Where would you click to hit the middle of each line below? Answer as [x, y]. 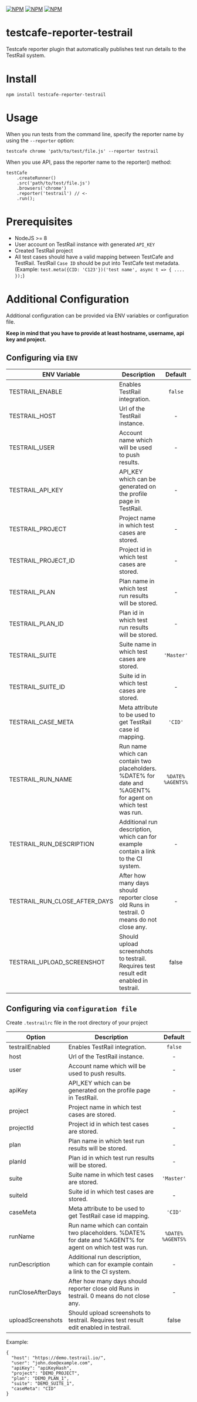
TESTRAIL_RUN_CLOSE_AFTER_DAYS [61, 901]
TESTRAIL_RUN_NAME [41, 779]
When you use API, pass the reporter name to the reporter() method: [89, 162]
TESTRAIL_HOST [33, 416]
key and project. [26, 339]
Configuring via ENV [42, 358]
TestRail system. [26, 55]
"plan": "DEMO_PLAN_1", [40, 1379]
